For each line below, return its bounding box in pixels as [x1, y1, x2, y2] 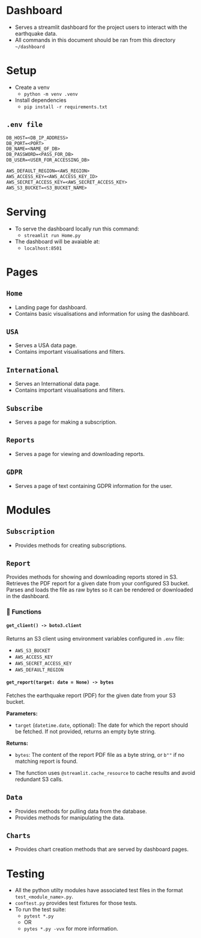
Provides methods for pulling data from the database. [14, 807, 147, 815]
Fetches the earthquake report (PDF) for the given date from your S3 [6, 691, 176, 699]
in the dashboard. [6, 593, 50, 600]
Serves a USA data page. [14, 342, 77, 349]
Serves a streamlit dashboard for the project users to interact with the [14, 23, 187, 31]
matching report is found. [14, 757, 78, 765]
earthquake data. [14, 29, 58, 37]
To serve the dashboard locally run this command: [14, 225, 139, 232]
